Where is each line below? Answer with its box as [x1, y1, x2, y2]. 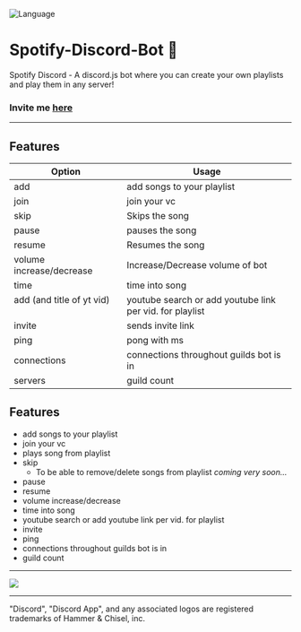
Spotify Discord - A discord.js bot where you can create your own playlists [9, 69, 284, 80]
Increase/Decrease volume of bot [126, 259, 268, 272]
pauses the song [126, 224, 197, 237]
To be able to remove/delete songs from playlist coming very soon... [35, 466, 288, 477]
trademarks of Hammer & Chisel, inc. [9, 612, 146, 623]
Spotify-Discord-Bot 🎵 [9, 40, 178, 60]
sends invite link [126, 319, 195, 332]
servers [13, 375, 47, 387]
